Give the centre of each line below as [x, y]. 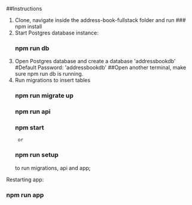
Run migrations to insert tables [53, 80]
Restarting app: [25, 179]
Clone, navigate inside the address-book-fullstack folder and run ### [100, 20]
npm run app [25, 195]
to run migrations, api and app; [53, 168]
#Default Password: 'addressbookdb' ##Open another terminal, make [100, 67]
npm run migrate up [44, 96]
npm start [29, 128]
